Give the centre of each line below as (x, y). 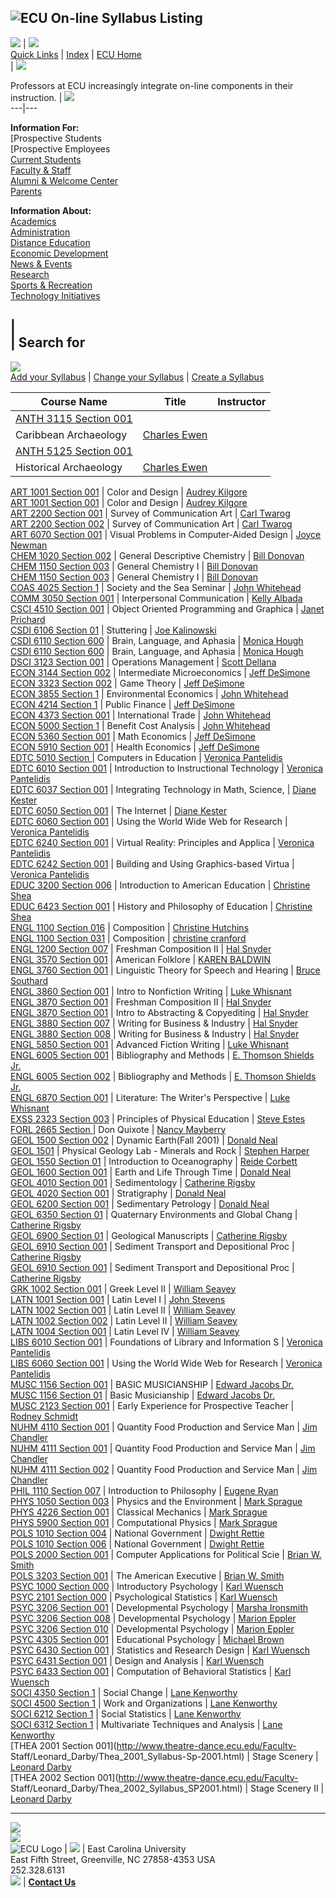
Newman (29, 545)
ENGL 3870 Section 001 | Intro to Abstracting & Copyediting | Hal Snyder (159, 1012)
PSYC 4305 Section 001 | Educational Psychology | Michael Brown (147, 1639)
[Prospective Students (56, 138)
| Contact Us (49, 1882)
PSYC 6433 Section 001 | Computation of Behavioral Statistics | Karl (151, 1671)
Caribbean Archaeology (71, 434)
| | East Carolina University (125, 1848)
